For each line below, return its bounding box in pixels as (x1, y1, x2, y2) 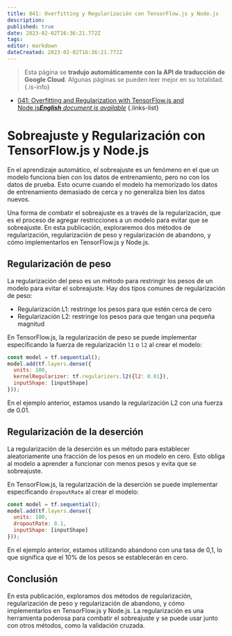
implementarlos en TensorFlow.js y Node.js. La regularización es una (7, 606, 204, 614)
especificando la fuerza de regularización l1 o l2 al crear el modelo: (7, 340, 203, 349)
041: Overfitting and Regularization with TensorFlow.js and (17, 96, 184, 104)
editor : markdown (7, 42, 58, 49)
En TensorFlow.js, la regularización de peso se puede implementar (7, 333, 197, 341)
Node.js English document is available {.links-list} (17, 103, 159, 112)
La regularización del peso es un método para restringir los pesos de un (7, 276, 213, 285)
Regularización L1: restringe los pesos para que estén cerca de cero (17, 305, 212, 313)
